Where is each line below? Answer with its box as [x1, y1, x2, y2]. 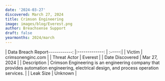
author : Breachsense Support [5, 26, 66, 31]
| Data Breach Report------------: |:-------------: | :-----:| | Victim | [5, 48, 142, 55]
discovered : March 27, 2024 [5, 12, 64, 17]
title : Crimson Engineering [5, 16, 64, 21]
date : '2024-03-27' [5, 7, 46, 12]
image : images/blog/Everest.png [5, 21, 72, 26]
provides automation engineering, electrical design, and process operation [5, 64, 159, 70]
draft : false [5, 30, 32, 35]
